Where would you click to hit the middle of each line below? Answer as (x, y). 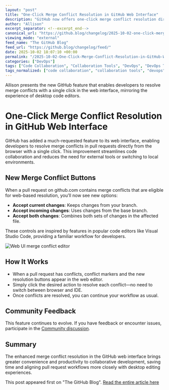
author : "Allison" (24, 24)
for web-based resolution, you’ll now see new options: (62, 195)
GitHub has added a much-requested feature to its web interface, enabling (82, 140)
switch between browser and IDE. (47, 290)
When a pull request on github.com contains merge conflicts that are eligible (84, 190)
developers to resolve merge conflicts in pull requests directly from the (79, 146)
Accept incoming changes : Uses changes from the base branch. (80, 210)
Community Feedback (41, 311)
